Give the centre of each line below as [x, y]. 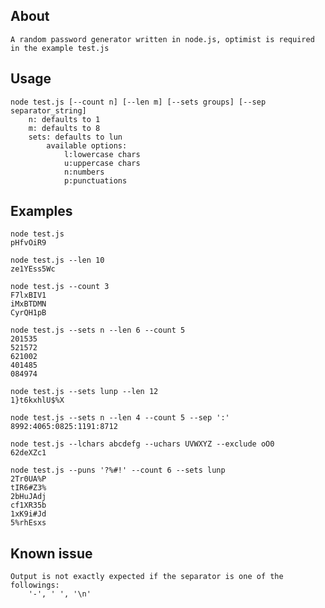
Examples [41, 211]
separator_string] [48, 110]
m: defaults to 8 [64, 128]
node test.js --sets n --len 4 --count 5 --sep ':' [120, 418]
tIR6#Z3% [28, 488]
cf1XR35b [28, 505]
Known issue [51, 553]
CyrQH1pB [28, 313]
